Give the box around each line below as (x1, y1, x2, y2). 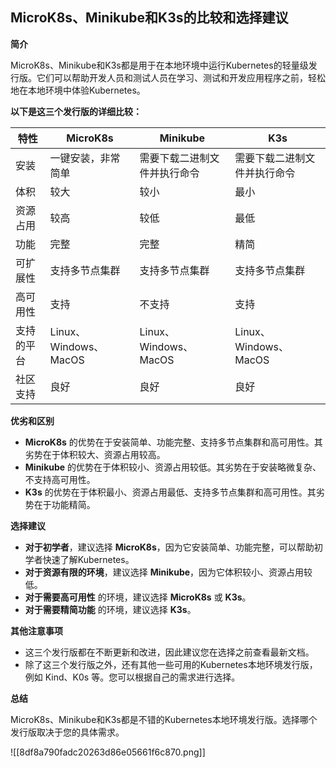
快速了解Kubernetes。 (42, 553, 135, 565)
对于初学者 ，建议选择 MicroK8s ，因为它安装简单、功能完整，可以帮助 (24, 541, 315, 553)
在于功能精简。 (33, 498, 96, 510)
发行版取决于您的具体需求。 (10, 726, 125, 738)
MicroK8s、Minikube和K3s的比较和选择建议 (10, 9, 289, 27)
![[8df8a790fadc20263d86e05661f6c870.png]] (10, 746, 206, 758)
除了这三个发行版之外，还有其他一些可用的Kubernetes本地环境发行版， (24, 658, 318, 670)
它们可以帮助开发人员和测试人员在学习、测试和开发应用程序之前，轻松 (36, 71, 326, 83)
